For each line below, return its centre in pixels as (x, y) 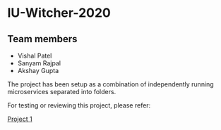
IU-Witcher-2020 (59, 13)
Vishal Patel (35, 56)
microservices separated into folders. (62, 92)
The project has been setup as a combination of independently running (110, 84)
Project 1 (20, 119)
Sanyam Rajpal (39, 63)
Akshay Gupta (38, 71)
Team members (42, 39)
